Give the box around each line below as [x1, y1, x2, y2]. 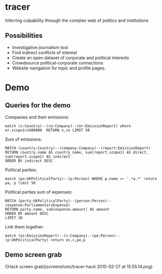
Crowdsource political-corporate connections [12, 60, 103, 65]
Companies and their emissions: [5, 114, 69, 120]
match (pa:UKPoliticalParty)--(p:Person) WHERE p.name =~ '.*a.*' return [5, 176, 158, 181]
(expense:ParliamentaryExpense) [5, 203, 70, 208]
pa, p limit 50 [5, 180, 36, 185]
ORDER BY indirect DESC [5, 158, 53, 163]
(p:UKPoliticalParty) [5, 237, 49, 242]
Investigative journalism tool [12, 44, 68, 50]
